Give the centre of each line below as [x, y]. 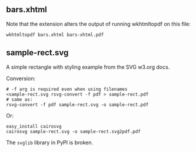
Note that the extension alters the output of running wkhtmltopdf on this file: [99, 24]
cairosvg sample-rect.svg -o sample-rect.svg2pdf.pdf [74, 131]
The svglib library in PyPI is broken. [49, 142]
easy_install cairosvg [34, 126]
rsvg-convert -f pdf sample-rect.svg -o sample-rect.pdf [77, 105]
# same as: [19, 100]
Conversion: [21, 78]
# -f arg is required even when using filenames [67, 89]
